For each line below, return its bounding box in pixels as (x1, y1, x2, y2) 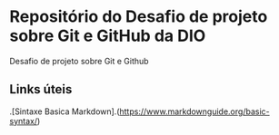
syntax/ (9, 115, 38, 126)
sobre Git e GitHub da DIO (9, 25, 206, 46)
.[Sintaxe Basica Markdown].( (9, 106, 120, 117)
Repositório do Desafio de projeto (9, 6, 268, 27)
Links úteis (9, 82, 73, 97)
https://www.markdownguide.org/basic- (119, 106, 270, 117)
